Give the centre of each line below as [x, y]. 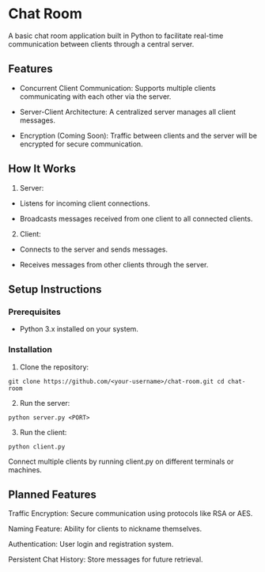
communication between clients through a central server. [101, 44]
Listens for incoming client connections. [85, 203]
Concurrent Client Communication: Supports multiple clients [117, 88]
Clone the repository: [54, 367]
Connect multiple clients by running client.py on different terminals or [121, 461]
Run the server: [45, 403]
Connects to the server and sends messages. [94, 249]
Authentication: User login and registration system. [91, 544]
